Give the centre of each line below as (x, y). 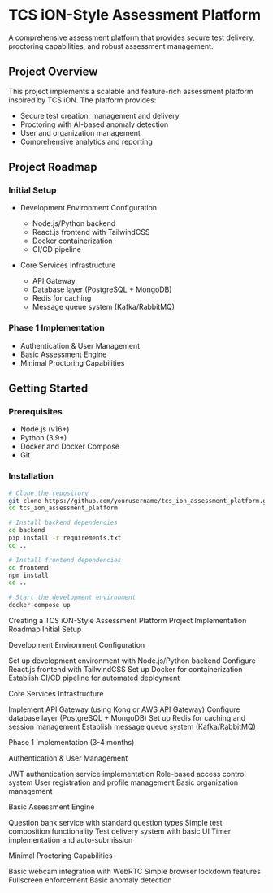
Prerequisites (35, 412)
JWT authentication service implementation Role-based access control (127, 774)
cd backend (27, 531)
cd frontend (28, 568)
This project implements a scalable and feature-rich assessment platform (131, 91)
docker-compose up (39, 605)
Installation (31, 476)
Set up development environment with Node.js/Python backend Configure (132, 661)
